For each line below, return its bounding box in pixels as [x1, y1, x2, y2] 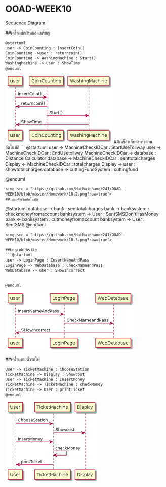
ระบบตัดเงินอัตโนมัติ [10, 197, 38, 202]
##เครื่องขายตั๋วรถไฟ [5, 356, 40, 362]
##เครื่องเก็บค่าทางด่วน [113, 138, 153, 145]
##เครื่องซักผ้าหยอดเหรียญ [5, 29, 51, 36]
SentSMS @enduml [5, 221, 46, 228]
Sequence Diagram [5, 20, 46, 26]
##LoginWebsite [5, 247, 37, 252]
